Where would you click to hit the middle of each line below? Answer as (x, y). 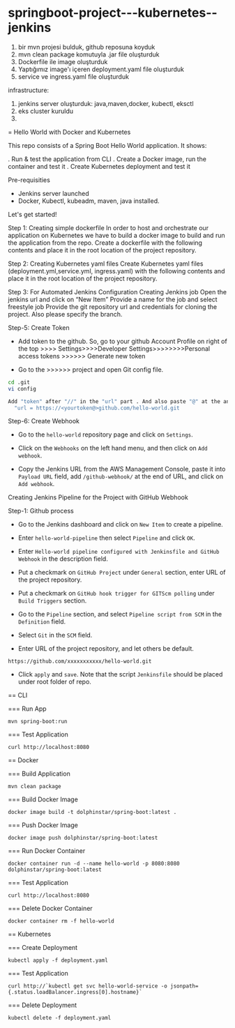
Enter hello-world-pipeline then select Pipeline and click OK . (106, 538)
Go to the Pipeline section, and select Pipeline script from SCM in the (120, 614)
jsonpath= (184, 986)
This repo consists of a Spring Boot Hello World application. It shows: (107, 145)
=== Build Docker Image (43, 799)
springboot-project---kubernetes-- (113, 13)
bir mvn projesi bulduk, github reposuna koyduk (86, 47)
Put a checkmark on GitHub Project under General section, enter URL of (122, 573)
